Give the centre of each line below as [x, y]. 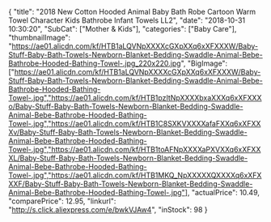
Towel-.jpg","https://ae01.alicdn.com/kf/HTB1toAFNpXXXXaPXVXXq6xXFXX [135, 149]
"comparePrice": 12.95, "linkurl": [62, 201]
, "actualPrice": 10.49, [224, 192]
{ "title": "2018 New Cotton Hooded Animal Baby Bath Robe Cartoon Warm [132, 12]
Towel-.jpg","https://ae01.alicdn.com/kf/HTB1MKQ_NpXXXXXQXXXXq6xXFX [135, 175]
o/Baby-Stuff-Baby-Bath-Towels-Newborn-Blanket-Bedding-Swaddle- [126, 106]
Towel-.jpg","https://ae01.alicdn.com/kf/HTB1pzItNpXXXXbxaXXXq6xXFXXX [135, 98]
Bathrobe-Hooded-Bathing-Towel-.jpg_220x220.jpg [95, 63]
